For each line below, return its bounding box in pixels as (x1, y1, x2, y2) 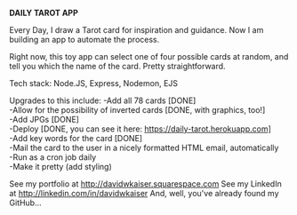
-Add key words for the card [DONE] (9, 133, 143, 143)
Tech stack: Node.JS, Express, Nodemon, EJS (9, 78, 179, 88)
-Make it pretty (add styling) (9, 162, 113, 171)
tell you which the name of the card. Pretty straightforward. (9, 61, 226, 71)
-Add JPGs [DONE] (9, 115, 80, 124)
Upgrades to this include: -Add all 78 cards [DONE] (9, 95, 197, 106)
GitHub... (9, 197, 42, 208)
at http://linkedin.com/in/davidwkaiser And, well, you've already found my (9, 188, 279, 198)
